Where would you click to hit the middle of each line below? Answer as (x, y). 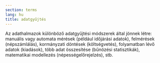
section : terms (21, 10)
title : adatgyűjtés (26, 19)
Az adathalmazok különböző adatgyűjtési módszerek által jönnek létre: (79, 34)
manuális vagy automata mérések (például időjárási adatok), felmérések (80, 39)
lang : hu (14, 15)
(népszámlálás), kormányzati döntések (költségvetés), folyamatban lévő (80, 44)
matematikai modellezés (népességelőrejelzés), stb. (59, 55)
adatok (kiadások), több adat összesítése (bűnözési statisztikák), (73, 50)
